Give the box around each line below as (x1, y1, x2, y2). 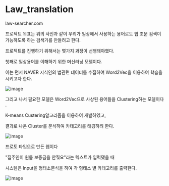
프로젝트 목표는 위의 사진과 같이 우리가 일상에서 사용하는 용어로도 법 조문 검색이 (5, 30, 161, 36)
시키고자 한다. (5, 75, 33, 81)
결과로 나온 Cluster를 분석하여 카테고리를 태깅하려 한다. (5, 123, 115, 129)
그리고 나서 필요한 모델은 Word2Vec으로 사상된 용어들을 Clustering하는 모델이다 (5, 96, 164, 102)
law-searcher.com (5, 20, 43, 26)
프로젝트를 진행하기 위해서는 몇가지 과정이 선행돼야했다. (5, 48, 115, 54)
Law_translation (5, 4, 74, 15)
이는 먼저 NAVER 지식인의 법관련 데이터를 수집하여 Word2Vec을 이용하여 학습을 (5, 69, 163, 75)
